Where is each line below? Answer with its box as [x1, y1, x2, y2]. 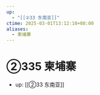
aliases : [6, 26, 29, 32]
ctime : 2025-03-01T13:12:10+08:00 [6, 20, 95, 26]
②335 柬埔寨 [6, 60, 77, 74]
